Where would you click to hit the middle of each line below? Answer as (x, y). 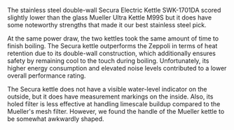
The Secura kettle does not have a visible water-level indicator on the (107, 89)
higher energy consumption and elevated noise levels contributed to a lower (117, 68)
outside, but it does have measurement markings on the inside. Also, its (110, 96)
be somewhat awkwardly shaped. (56, 119)
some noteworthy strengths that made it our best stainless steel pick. (107, 25)
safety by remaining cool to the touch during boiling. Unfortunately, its (108, 61)
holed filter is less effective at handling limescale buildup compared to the (114, 104)
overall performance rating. (47, 75)
